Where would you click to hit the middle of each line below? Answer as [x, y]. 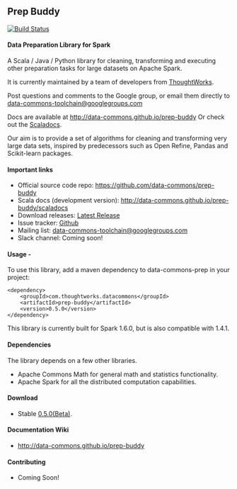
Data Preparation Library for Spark [59, 45]
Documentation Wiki [38, 430]
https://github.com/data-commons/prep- [155, 185]
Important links [30, 169]
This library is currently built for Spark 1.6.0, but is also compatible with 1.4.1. [118, 328]
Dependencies [29, 345]
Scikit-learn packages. [40, 153]
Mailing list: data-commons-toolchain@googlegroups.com [103, 230]
